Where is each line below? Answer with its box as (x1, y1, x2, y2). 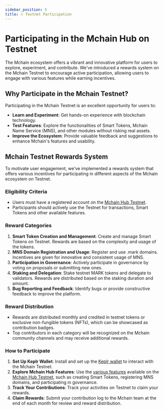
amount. (12, 280, 29, 286)
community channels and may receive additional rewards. (12, 335, 129, 341)
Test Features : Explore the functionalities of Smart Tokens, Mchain (12, 122, 148, 128)
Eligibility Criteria (5, 188, 48, 195)
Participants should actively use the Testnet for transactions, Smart (12, 205, 148, 210)
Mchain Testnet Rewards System (5, 152, 108, 161)
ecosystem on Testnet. (5, 176, 52, 182)
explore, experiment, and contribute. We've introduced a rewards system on (5, 65, 159, 71)
